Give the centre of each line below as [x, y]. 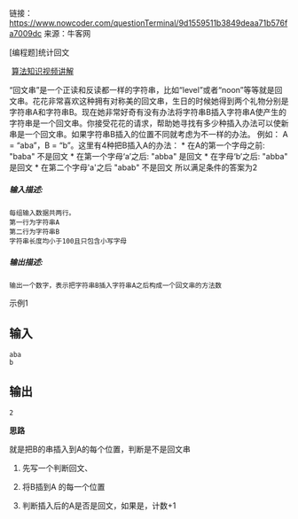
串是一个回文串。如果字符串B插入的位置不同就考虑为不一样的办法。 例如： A [149, 134]
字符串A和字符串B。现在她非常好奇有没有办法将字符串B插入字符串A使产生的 [148, 112]
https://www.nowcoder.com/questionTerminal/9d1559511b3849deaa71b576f [149, 23]
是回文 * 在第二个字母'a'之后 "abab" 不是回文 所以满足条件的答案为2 [133, 167]
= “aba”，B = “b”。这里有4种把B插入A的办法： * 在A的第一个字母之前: [137, 145]
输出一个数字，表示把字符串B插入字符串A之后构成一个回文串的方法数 [115, 285]
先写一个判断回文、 [57, 468]
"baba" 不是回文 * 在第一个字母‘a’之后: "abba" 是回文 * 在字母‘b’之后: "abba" [149, 156]
